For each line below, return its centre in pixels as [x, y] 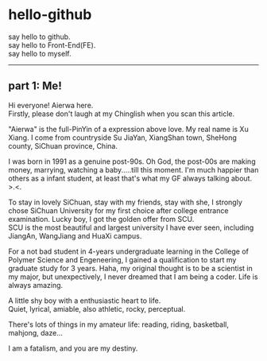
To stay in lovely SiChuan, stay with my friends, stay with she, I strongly [125, 202]
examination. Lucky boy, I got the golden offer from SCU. [101, 219]
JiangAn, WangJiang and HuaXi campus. [75, 235]
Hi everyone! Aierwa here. [51, 105]
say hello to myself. [40, 53]
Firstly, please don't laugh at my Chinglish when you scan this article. [122, 114]
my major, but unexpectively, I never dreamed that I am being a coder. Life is [133, 277]
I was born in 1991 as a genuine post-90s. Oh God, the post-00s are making [132, 161]
